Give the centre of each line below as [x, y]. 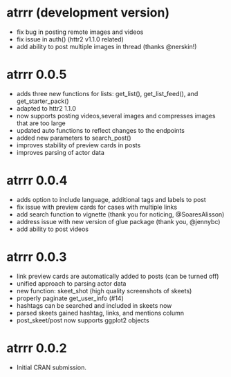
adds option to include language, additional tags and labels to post [111, 199]
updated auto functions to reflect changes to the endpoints [100, 130]
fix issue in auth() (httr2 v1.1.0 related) [70, 39]
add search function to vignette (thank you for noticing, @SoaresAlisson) [120, 214]
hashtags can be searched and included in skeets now [94, 305]
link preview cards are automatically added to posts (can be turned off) [118, 276]
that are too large [41, 123]
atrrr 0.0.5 [37, 75]
